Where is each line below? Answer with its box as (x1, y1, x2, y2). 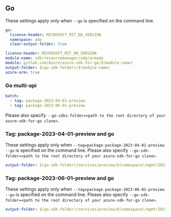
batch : (5, 93, 19, 98)
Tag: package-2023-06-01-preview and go (5, 174, 115, 181)
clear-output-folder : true (10, 42, 67, 47)
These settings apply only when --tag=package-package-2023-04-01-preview (5, 142, 164, 148)
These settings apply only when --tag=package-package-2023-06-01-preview (5, 186, 164, 193)
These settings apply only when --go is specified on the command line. (5, 17, 154, 23)
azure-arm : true (5, 70, 40, 75)
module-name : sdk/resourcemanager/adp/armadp (5, 56, 103, 61)
